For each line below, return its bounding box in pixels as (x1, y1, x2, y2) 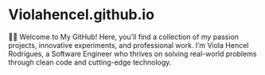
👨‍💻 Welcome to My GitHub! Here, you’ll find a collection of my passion (8, 32, 240, 41)
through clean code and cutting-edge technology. (8, 57, 172, 67)
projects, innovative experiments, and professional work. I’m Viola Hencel (8, 40, 249, 49)
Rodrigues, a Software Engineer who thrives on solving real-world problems (8, 49, 257, 58)
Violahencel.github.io (8, 6, 155, 24)
